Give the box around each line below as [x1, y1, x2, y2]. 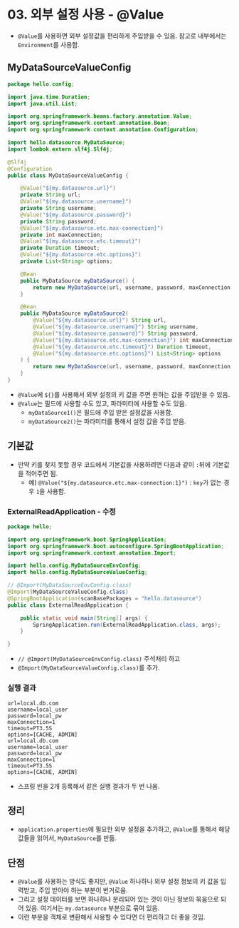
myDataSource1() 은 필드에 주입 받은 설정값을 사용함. [28, 408, 173, 416]
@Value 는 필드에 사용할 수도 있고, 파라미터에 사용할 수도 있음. [17, 399, 187, 408]
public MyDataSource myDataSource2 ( [20, 310, 129, 318]
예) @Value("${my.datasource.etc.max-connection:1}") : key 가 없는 [28, 478, 222, 486]
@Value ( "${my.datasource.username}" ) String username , [33, 323, 199, 331]
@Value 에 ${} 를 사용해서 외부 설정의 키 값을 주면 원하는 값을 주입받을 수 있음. [17, 390, 230, 398]
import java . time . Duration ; [7, 94, 91, 101]
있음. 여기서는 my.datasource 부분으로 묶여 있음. [25, 904, 160, 912]
